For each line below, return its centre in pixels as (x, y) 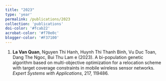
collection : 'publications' (34, 24)
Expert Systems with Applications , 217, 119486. (60, 73)
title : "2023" (20, 10)
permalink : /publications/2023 (38, 19)
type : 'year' (19, 14)
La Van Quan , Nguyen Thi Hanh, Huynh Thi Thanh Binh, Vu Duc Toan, (84, 52)
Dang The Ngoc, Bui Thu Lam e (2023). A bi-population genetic (78, 57)
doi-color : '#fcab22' (28, 28)
